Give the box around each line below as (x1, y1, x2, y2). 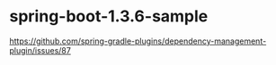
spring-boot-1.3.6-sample (9, 6, 209, 27)
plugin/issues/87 (9, 45, 72, 55)
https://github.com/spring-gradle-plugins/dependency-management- (9, 36, 267, 46)
